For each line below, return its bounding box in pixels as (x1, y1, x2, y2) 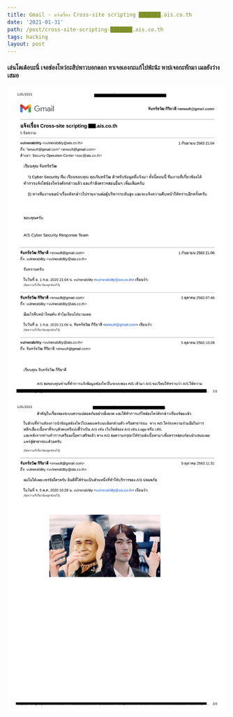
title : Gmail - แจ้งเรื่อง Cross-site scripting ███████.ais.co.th (7, 11, 193, 18)
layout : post (7, 40, 45, 48)
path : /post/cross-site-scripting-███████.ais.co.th (7, 26, 164, 33)
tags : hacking (7, 33, 49, 40)
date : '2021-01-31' (7, 18, 64, 26)
